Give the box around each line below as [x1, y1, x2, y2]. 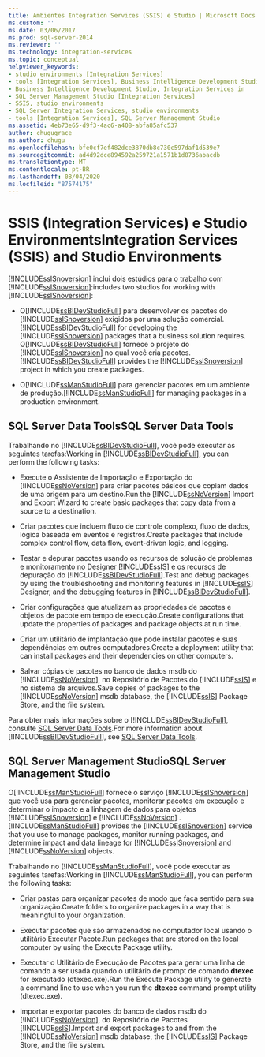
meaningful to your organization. [19, 910, 126, 920]
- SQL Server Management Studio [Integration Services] [8, 92, 196, 100]
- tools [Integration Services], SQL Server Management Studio [8, 114, 221, 122]
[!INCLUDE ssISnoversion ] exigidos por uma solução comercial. [19, 314, 225, 323]
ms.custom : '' [8, 19, 55, 27]
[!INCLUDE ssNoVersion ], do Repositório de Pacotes [19, 1015, 188, 1025]
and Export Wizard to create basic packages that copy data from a [19, 498, 237, 507]
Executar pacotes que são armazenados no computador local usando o [19, 926, 252, 936]
